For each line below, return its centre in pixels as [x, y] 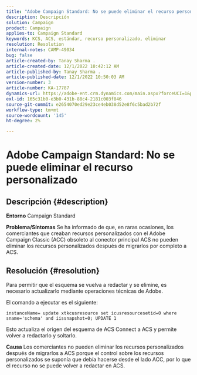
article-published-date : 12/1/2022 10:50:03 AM [65, 77]
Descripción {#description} [57, 201]
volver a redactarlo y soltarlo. [42, 335]
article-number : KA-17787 [38, 88]
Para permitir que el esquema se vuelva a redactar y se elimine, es [86, 284]
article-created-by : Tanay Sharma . [51, 61]
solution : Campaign [30, 22]
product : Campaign [28, 28]
